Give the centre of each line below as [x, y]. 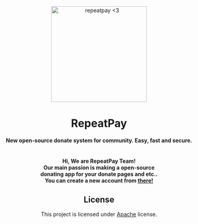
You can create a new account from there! [99, 181]
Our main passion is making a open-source [99, 167]
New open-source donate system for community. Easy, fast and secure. [99, 140]
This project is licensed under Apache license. [99, 214]
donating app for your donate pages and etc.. [99, 174]
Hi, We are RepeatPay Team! [99, 161]
